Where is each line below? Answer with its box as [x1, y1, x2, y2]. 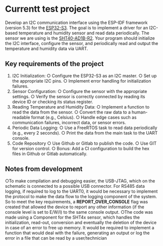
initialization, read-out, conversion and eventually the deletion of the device [5, 219, 157, 225]
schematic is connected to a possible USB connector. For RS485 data [5, 183, 145, 189]
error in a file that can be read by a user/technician [5, 235, 107, 241]
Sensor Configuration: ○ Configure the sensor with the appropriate [12, 88, 147, 94]
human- [131, 109, 148, 115]
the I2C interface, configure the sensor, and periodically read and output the [5, 40, 159, 46]
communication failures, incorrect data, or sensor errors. [12, 119, 126, 125]
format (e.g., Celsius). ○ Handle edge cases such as [31, 114, 137, 120]
